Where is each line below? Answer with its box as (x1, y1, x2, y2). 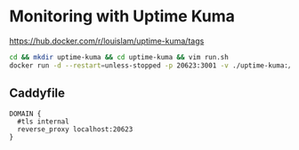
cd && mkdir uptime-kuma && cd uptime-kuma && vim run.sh (9, 52, 229, 61)
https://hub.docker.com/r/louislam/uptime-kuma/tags (9, 36, 205, 46)
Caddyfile (9, 86, 65, 101)
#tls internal (17, 117, 69, 126)
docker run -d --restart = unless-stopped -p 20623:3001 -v (9, 60, 229, 70)
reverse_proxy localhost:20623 (17, 124, 133, 134)
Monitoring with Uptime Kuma (9, 6, 236, 27)
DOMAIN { (9, 109, 42, 118)
